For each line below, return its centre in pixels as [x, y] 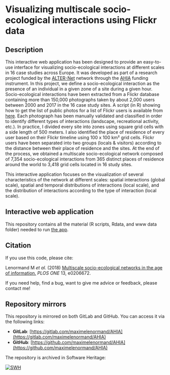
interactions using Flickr [104, 20]
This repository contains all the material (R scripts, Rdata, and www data [81, 224]
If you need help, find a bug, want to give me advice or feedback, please [81, 283]
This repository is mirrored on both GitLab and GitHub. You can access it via [85, 317]
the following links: [25, 322]
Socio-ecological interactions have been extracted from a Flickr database [82, 94]
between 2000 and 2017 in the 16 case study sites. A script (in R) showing [83, 105]
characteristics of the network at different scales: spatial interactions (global [85, 180]
